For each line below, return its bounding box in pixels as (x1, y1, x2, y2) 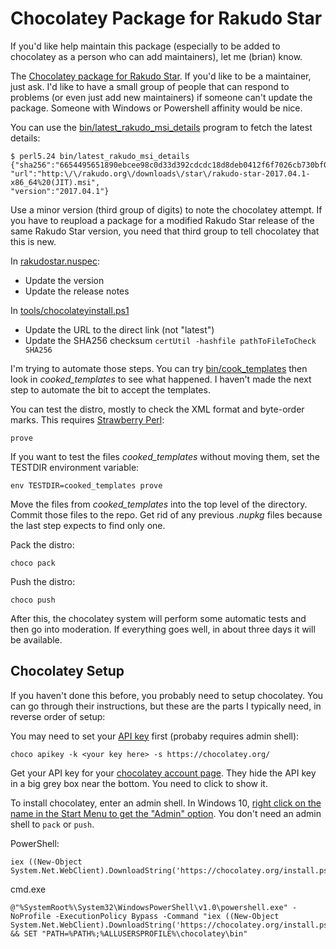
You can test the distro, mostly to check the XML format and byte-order (10, 403, 305, 415)
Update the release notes (24, 285, 130, 297)
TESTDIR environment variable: (10, 461, 140, 473)
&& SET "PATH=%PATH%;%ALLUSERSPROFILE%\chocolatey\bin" (10, 928, 248, 939)
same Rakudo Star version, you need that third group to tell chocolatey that (10, 225, 320, 237)
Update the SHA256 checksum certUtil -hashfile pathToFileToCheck (24, 334, 317, 346)
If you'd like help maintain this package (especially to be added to (10, 40, 281, 52)
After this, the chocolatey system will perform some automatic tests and (10, 612, 307, 624)
